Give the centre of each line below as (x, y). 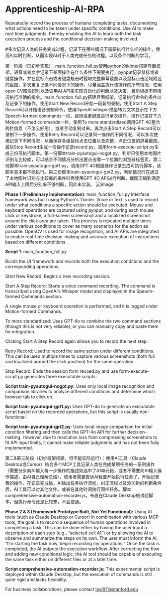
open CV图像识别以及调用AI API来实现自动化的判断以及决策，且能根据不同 (81, 91)
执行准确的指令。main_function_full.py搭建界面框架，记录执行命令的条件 (83, 97)
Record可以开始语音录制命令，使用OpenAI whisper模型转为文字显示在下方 (81, 109)
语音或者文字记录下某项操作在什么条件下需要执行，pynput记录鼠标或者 (86, 72)
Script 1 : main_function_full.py (36, 251)
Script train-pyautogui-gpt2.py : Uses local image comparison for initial (79, 427)
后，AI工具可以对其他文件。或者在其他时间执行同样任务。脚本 (68, 489)
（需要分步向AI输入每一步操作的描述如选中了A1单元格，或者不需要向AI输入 (81, 470)
